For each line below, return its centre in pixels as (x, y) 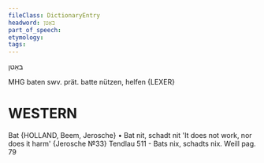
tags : (17, 45)
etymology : (26, 37)
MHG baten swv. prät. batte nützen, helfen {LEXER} (92, 82)
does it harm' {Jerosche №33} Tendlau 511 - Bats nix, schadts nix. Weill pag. (132, 144)
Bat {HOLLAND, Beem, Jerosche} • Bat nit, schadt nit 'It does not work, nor (130, 136)
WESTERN (43, 114)
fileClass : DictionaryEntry (54, 15)
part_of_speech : (35, 30)
